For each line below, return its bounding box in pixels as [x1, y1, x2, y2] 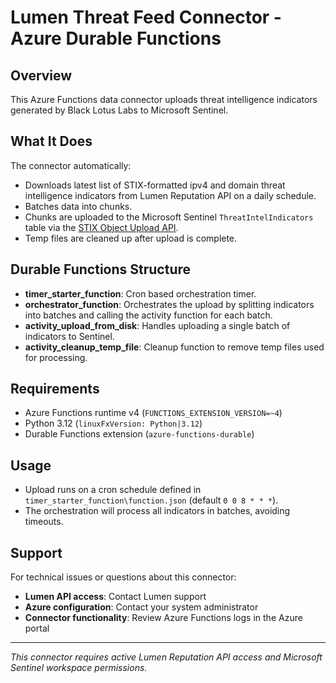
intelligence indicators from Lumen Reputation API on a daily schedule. [24, 189, 317, 201]
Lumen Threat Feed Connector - [10, 6, 282, 29]
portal [24, 622, 50, 635]
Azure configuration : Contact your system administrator [24, 601, 259, 613]
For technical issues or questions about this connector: [10, 571, 237, 583]
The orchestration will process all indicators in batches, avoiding [24, 505, 291, 517]
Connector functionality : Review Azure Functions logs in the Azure [24, 612, 303, 624]
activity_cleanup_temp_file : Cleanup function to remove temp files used [24, 341, 325, 353]
